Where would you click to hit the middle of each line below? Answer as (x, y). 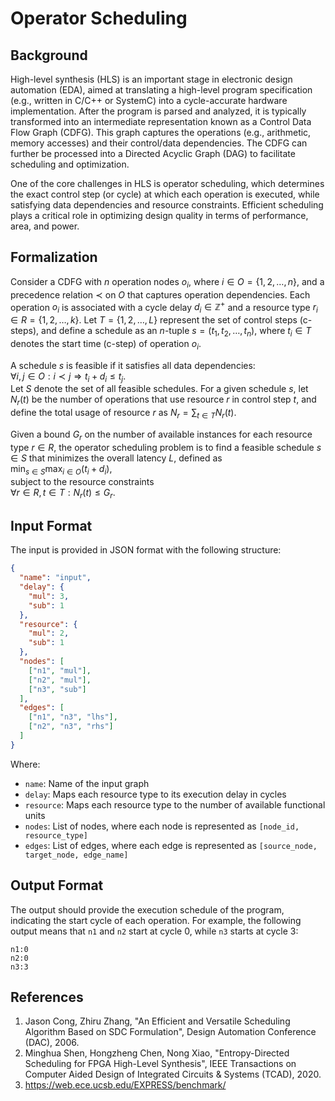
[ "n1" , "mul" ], (60, 670)
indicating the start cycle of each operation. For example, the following (156, 920)
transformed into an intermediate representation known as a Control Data (161, 121)
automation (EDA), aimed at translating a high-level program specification (161, 90)
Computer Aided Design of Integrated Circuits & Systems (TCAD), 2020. (173, 1074)
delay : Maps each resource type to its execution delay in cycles (155, 794)
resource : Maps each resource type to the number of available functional (175, 804)
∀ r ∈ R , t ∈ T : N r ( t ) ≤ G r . (63, 493)
